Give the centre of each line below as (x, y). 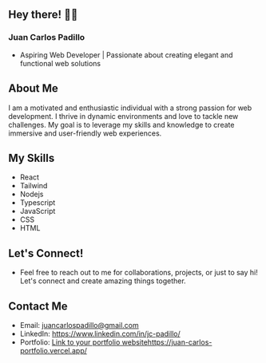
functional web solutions (60, 63)
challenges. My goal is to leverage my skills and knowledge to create (121, 124)
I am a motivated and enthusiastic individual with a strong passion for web (130, 108)
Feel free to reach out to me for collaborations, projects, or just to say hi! (139, 273)
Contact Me (38, 306)
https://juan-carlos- (180, 342)
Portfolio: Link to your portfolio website (83, 342)
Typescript (38, 203)
